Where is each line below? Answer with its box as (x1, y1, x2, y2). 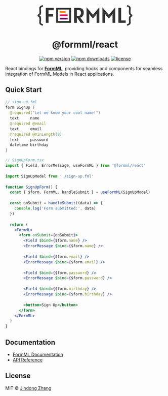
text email (10, 126, 42, 132)
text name (10, 116, 39, 121)
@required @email (10, 121, 47, 126)
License (5, 372, 31, 380)
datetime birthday (10, 142, 49, 147)
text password (10, 137, 49, 142)
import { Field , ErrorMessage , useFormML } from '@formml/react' (5, 163, 146, 168)
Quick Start (5, 85, 42, 94)
